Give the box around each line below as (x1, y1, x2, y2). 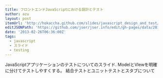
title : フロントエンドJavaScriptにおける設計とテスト (5, 7, 103, 12)
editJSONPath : (5, 25, 34, 30)
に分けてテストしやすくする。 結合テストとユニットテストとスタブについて (5, 67, 155, 73)
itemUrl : (5, 20, 23, 26)
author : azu (5, 12, 29, 16)
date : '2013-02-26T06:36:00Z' (5, 30, 66, 34)
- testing (9, 47, 29, 52)
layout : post (5, 16, 32, 21)
